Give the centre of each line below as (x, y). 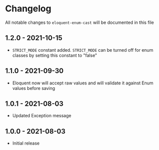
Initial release (26, 143)
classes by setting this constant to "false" (55, 55)
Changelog (28, 9)
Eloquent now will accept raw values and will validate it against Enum (83, 83)
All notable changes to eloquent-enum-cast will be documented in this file (80, 22)
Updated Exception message (42, 116)
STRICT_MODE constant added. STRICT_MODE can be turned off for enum (83, 50)
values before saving (34, 88)
